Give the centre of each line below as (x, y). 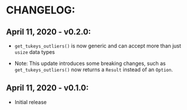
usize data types (35, 52)
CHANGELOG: (41, 10)
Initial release (30, 102)
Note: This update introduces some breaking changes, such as (90, 63)
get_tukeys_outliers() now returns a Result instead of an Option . (94, 70)
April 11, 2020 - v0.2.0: (49, 32)
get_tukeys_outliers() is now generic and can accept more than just (98, 46)
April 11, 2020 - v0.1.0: (47, 88)
